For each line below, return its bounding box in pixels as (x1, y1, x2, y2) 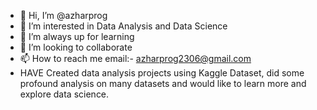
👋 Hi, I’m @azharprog (19, 10, 108, 21)
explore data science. (19, 88, 110, 100)
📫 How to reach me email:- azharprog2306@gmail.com (19, 53, 252, 64)
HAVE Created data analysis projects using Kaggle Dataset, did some (19, 67, 305, 79)
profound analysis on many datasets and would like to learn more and (19, 78, 307, 89)
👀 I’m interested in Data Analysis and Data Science (19, 20, 228, 32)
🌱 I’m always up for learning (19, 31, 135, 42)
